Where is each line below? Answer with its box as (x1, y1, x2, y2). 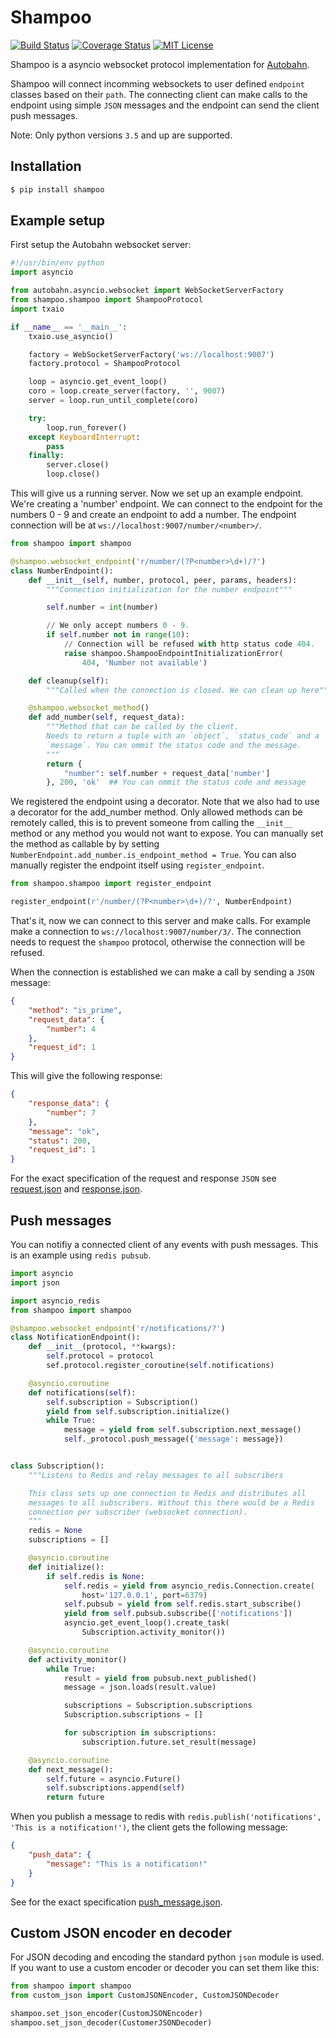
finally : (28, 451, 65, 461)
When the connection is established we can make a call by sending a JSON (10, 966, 315, 978)
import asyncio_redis (10, 1296, 101, 1306)
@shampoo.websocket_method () (28, 703, 150, 713)
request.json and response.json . (10, 1183, 143, 1195)
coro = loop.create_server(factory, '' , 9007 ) (28, 386, 226, 396)
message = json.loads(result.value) (63, 1682, 217, 1693)
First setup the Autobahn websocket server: (10, 239, 192, 251)
